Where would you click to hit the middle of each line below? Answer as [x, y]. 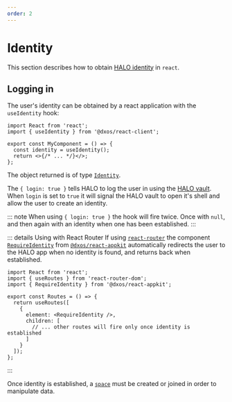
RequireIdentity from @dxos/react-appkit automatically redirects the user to [116, 245]
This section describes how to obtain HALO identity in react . [93, 67]
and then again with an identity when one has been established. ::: [101, 224]
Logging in [30, 89]
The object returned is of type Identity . [64, 175]
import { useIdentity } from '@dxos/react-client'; [83, 132]
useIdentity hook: [33, 113]
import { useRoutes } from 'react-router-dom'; [77, 278]
